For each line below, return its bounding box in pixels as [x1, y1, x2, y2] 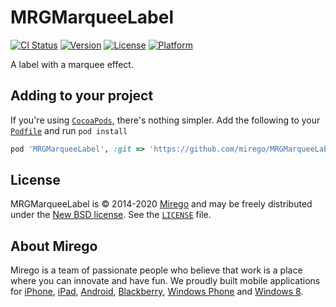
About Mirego [10, 237, 98, 255]
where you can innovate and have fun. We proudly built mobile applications [10, 275, 321, 287]
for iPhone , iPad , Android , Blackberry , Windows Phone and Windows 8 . [10, 286, 304, 298]
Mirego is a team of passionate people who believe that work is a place [10, 264, 303, 276]
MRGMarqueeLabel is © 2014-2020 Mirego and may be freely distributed [10, 198, 313, 210]
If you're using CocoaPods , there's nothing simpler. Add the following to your [10, 114, 321, 126]
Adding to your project [10, 87, 154, 105]
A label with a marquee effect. [10, 58, 134, 70]
